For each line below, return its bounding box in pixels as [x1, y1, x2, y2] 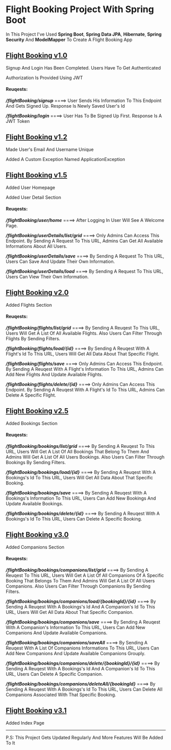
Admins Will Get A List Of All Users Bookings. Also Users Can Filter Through [6, 453, 164, 460]
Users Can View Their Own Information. [6, 273, 89, 280]
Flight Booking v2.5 [6, 407, 69, 415]
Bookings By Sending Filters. [6, 459, 66, 465]
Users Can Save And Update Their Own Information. [6, 258, 115, 265]
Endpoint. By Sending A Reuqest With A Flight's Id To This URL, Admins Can [6, 386, 165, 393]
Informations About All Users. [6, 243, 67, 249]
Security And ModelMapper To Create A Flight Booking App [6, 37, 132, 43]
